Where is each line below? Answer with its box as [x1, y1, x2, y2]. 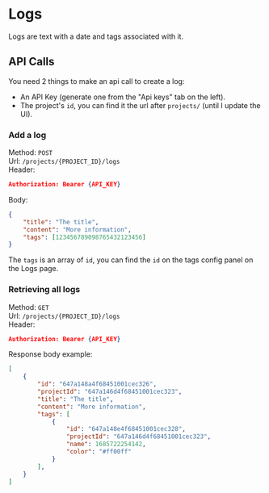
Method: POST [8, 148, 53, 157]
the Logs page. [8, 264, 59, 274]
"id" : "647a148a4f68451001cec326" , [37, 380, 158, 388]
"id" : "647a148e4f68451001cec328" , [65, 425, 186, 433]
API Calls [8, 55, 55, 69]
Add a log [8, 129, 47, 140]
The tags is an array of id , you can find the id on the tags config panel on [8, 255, 254, 265]
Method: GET [8, 302, 50, 311]
